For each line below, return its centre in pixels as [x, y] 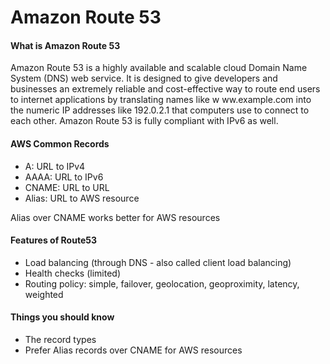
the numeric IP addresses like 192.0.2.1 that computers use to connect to [160, 110]
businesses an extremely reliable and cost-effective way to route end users [165, 89]
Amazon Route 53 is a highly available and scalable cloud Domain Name [159, 68]
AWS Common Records [60, 143]
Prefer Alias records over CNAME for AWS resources [133, 350]
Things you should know [62, 317]
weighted [44, 294]
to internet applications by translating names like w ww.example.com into [161, 100]
